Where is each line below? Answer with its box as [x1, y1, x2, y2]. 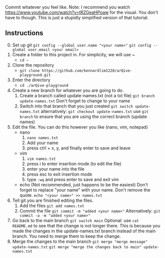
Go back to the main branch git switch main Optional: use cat [12, 217, 139, 223]
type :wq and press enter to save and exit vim [27, 176, 119, 182]
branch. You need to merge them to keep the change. [12, 233, 121, 239]
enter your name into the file [27, 166, 85, 172]
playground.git [19, 73, 51, 77]
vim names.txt [27, 156, 56, 161]
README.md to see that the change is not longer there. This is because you [12, 222, 161, 228]
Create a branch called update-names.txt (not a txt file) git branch [19, 92, 155, 98]
